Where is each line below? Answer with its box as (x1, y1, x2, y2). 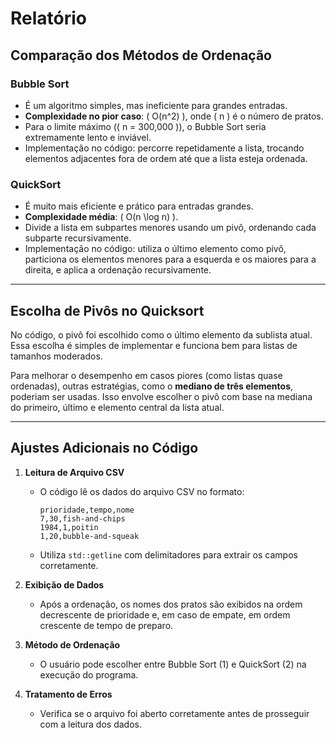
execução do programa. (39, 668, 139, 681)
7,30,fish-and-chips (39, 513, 126, 524)
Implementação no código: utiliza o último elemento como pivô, (24, 243, 287, 255)
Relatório (10, 7, 88, 30)
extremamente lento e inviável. (24, 131, 152, 143)
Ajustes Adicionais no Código (10, 440, 199, 457)
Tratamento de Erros (24, 688, 113, 700)
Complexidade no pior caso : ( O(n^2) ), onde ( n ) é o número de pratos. (24, 110, 324, 122)
